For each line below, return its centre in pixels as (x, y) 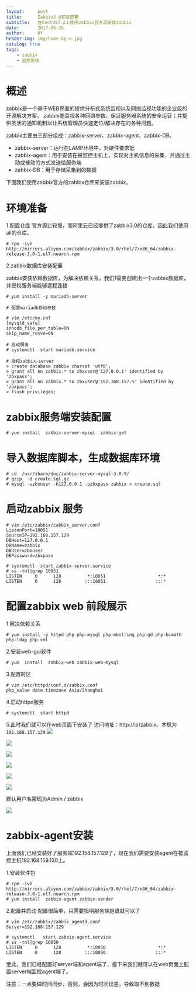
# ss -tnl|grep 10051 (32, 571)
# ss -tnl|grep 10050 (32, 943)
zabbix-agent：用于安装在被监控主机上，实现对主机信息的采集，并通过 (100, 155)
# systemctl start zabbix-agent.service (59, 937)
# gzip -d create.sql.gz (37, 479)
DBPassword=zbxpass (30, 556)
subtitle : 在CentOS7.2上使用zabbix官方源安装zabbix (69, 22)
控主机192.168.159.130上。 (37, 860)
